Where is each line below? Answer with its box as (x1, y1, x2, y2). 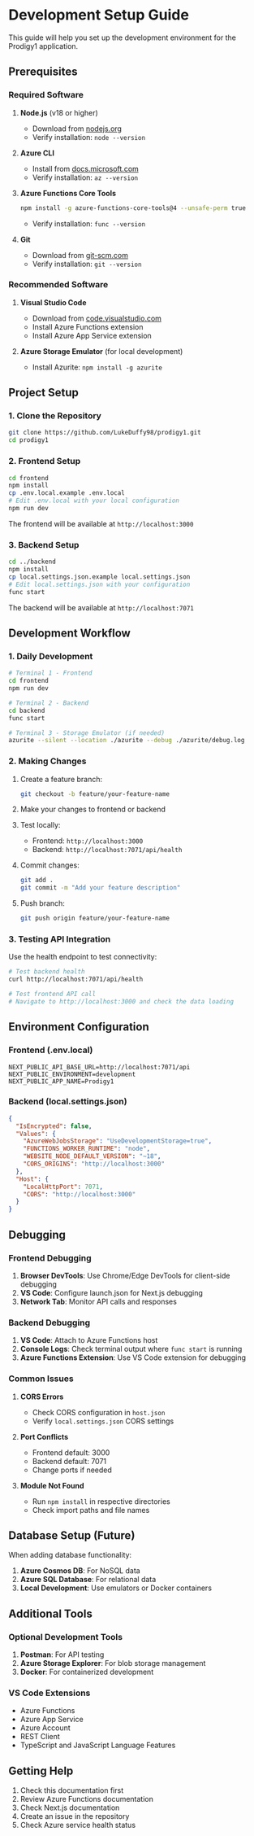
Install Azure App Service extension (32, 330, 152, 340)
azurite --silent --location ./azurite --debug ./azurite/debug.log (8, 737, 245, 745)
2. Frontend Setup (8, 456, 81, 467)
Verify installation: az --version (32, 173, 139, 182)
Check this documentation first (19, 1786, 124, 1795)
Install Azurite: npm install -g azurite (32, 362, 162, 372)
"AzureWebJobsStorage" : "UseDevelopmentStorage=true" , (23, 1137, 213, 1145)
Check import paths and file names (32, 1505, 150, 1515)
